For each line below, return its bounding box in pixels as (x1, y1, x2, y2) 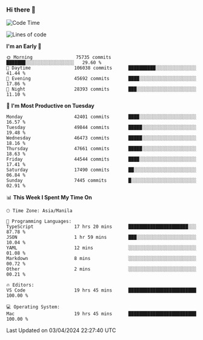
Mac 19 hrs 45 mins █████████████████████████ (6, 311, 197, 317)
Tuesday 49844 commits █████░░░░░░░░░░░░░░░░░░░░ (6, 124, 197, 131)
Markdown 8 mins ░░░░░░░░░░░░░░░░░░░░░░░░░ (6, 256, 197, 262)
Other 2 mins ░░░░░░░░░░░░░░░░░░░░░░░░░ (6, 266, 197, 272)
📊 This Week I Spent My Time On (6, 194, 92, 201)
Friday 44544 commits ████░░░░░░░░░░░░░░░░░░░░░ (6, 156, 197, 162)
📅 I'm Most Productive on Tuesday (6, 102, 95, 110)
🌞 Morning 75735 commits (6, 55, 111, 61)
